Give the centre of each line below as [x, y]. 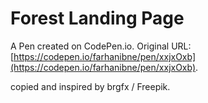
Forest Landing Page [97, 18]
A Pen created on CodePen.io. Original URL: [101, 46]
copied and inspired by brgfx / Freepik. [90, 86]
